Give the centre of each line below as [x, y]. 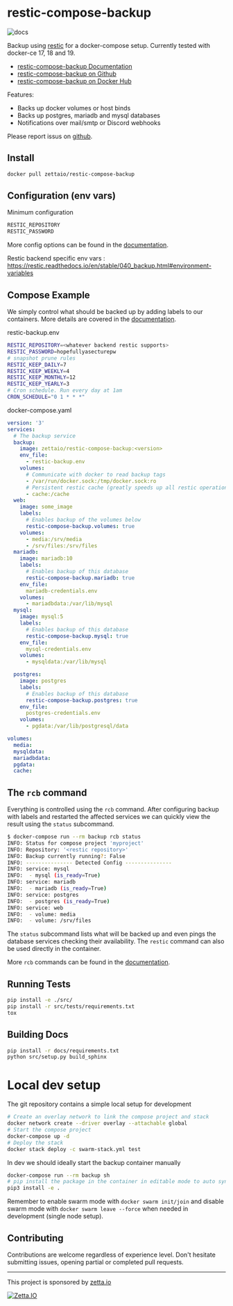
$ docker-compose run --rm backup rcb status [74, 837]
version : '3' [26, 423]
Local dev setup [54, 1085]
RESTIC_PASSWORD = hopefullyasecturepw [62, 352]
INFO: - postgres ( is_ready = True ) [59, 901]
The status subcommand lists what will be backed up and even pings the [112, 934]
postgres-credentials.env [63, 713]
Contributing [35, 1238]
